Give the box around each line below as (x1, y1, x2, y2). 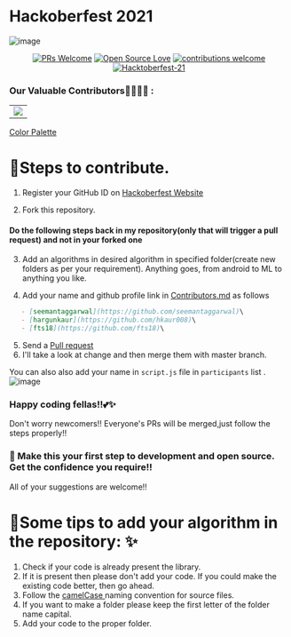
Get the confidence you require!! (9, 461, 153, 474)
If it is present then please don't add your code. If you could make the (21, 570, 277, 581)
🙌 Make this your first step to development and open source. (9, 450, 275, 463)
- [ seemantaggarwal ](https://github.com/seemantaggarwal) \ (20, 307, 244, 316)
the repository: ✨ (9, 531, 138, 552)
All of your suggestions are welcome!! (9, 482, 148, 492)
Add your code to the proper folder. (21, 617, 153, 628)
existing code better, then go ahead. (21, 580, 155, 591)
